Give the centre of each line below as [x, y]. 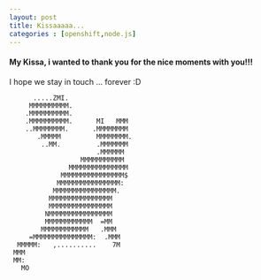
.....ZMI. [50, 98]
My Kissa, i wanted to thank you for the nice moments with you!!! [131, 62]
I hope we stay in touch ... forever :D [75, 81]
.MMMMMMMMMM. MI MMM [77, 121]
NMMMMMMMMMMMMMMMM [79, 214]
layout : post [33, 17]
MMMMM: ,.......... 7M [69, 245]
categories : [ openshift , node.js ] [73, 34]
